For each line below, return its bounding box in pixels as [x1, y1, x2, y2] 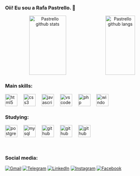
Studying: [5, 114, 29, 121]
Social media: [5, 154, 38, 161]
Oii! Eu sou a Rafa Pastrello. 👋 [5, 4, 76, 11]
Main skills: [5, 83, 33, 89]
